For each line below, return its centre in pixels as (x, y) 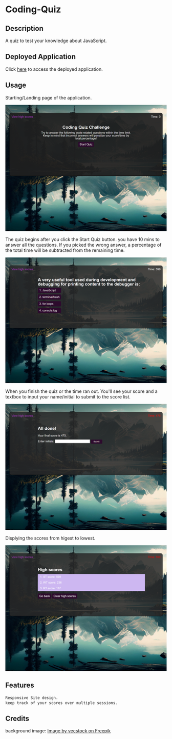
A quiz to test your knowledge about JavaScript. (56, 41)
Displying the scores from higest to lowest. (50, 538)
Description (24, 28)
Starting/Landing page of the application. (49, 97)
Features (20, 685)
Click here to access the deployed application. (54, 69)
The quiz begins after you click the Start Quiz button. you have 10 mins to (83, 239)
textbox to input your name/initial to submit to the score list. (68, 397)
